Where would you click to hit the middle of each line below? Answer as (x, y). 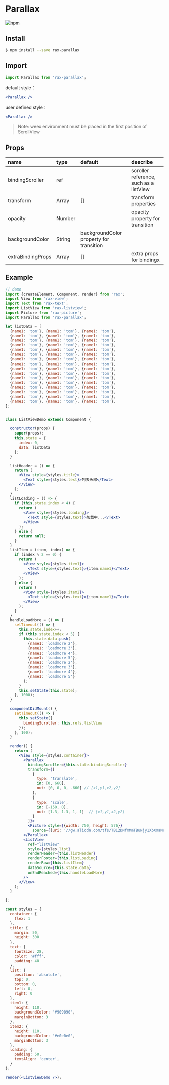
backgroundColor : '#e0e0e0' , (45, 1036)
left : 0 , (23, 989)
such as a (143, 183)
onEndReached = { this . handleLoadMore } (66, 872)
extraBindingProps (30, 256)
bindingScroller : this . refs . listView (63, 723)
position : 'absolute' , (38, 975)
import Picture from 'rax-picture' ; (44, 313)
